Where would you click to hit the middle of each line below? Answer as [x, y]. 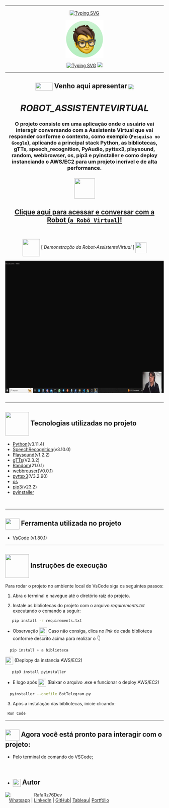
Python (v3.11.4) [28, 444]
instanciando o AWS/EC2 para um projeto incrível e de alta [84, 162]
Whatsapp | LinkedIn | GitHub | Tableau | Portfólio [59, 800]
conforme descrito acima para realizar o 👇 [56, 639]
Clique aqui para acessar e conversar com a [84, 212]
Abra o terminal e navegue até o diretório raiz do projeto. [71, 596]
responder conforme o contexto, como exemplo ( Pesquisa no [84, 136]
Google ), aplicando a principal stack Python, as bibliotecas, [84, 143]
